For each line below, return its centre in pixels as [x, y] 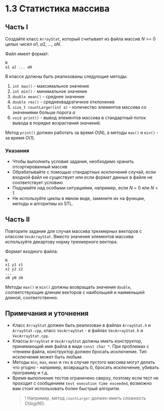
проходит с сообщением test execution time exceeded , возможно [82, 383]
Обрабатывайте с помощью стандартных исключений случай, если [84, 172]
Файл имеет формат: [27, 54]
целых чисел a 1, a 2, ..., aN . [33, 44]
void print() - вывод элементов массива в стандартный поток [79, 118]
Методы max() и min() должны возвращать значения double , [68, 287]
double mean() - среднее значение [48, 97]
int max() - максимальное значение [51, 86]
